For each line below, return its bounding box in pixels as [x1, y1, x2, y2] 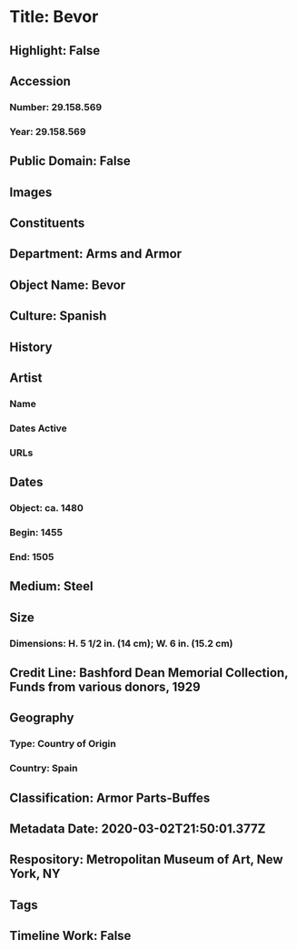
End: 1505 [9, 550, 54, 563]
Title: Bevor [9, 6, 99, 27]
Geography [9, 710, 74, 726]
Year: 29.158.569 [9, 125, 86, 138]
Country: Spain [9, 762, 78, 775]
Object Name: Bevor [9, 277, 126, 292]
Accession [9, 73, 71, 88]
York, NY [9, 866, 61, 882]
